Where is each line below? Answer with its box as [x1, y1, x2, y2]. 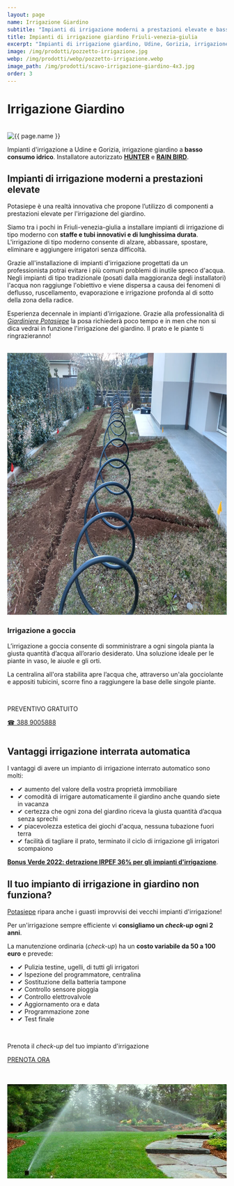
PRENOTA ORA [7, 1055, 51, 1064]
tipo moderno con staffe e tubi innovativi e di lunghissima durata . [7, 230, 198, 239]
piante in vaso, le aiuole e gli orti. [7, 656, 102, 665]
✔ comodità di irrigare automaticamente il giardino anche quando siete [17, 792, 221, 801]
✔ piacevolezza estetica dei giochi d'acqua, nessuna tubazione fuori [17, 822, 214, 831]
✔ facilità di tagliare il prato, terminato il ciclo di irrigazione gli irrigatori [17, 837, 219, 845]
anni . [7, 928, 22, 937]
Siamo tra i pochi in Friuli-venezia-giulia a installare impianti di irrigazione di [7, 223, 224, 232]
